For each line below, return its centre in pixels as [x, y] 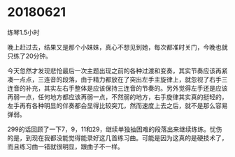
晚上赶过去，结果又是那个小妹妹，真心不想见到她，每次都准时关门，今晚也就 [117, 47]
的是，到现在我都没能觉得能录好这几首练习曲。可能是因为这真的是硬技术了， [117, 137]
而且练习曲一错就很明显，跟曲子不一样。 [65, 147]
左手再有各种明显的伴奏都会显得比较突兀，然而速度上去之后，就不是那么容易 [117, 105]
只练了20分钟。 [30, 56]
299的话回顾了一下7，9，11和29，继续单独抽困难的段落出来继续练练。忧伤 [115, 129]
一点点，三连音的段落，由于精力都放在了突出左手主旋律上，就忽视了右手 [117, 79]
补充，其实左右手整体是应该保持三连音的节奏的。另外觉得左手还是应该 [127, 88]
